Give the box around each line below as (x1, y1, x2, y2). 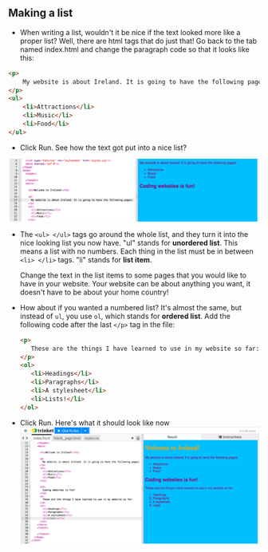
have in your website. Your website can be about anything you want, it (19, 278, 251, 288)
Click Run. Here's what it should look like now (19, 418, 170, 428)
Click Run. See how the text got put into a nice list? (19, 143, 187, 152)
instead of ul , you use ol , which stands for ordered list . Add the (19, 311, 231, 321)
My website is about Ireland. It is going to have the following (22, 77, 245, 86)
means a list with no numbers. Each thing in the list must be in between (19, 246, 254, 256)
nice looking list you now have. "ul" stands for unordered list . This (19, 238, 238, 247)
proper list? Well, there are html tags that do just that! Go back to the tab (19, 36, 258, 45)
